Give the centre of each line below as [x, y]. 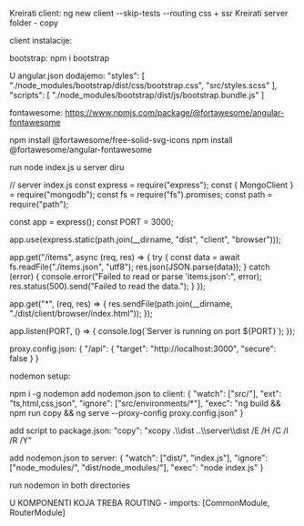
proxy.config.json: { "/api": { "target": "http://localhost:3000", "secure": [143, 349]
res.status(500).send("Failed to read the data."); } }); [108, 286]
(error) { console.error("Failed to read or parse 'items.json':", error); [136, 276]
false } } [24, 358]
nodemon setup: [40, 376]
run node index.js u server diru [67, 167]
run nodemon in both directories [70, 485]
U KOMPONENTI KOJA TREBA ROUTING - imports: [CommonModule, [140, 503]
